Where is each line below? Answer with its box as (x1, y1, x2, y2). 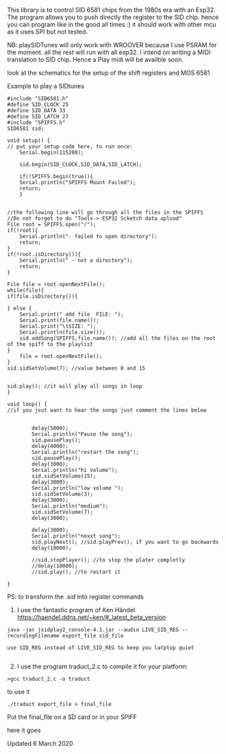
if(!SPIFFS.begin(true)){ (19, 173, 94, 180)
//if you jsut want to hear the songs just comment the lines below (7, 407, 207, 414)
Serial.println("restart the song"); (32, 449, 139, 455)
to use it (7, 688, 30, 696)
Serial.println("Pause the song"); (32, 431, 134, 438)
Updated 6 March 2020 (7, 740, 73, 747)
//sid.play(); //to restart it (32, 568, 121, 575)
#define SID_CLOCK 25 (7, 101, 69, 108)
